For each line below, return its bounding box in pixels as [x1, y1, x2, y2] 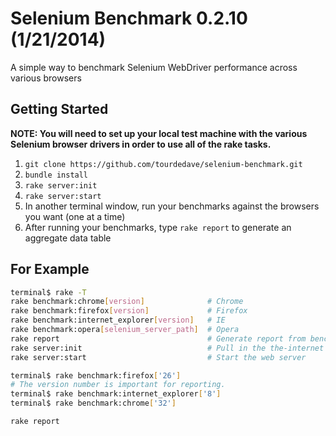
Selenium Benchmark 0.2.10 [10, 7, 248, 30]
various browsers [10, 72, 82, 84]
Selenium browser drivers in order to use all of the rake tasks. [10, 138, 272, 150]
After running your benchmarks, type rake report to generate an [24, 221, 292, 233]
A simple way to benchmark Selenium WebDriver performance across [10, 61, 298, 73]
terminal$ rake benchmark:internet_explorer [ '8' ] [10, 389, 222, 399]
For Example [10, 261, 90, 278]
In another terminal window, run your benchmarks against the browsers [24, 200, 320, 212]
